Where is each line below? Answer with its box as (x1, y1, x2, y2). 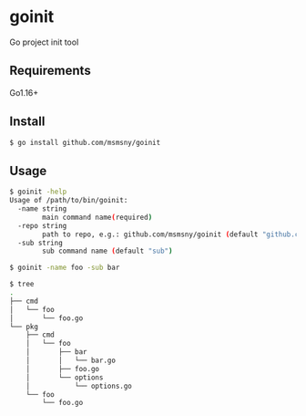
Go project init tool (9, 36, 79, 47)
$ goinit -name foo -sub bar (9, 263, 120, 273)
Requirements (9, 63, 91, 78)
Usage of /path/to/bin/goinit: (9, 196, 128, 205)
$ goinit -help (9, 187, 67, 197)
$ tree (9, 280, 35, 289)
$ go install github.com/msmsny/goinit (9, 138, 161, 147)
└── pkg (9, 322, 39, 331)
